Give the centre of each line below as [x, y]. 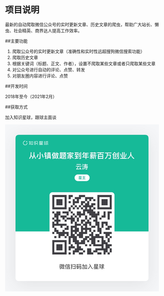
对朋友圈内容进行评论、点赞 [40, 76]
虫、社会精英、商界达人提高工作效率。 [43, 30]
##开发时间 [16, 86]
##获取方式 [16, 107]
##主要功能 [16, 41]
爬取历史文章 [25, 57]
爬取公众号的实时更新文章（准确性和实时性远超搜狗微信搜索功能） [78, 51]
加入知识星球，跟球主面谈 [31, 117]
